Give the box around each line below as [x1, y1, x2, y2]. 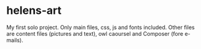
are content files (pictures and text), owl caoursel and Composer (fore [6, 30, 183, 37]
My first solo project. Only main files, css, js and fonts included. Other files [6, 24, 195, 31]
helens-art [6, 4, 62, 18]
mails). [6, 36, 23, 44]
